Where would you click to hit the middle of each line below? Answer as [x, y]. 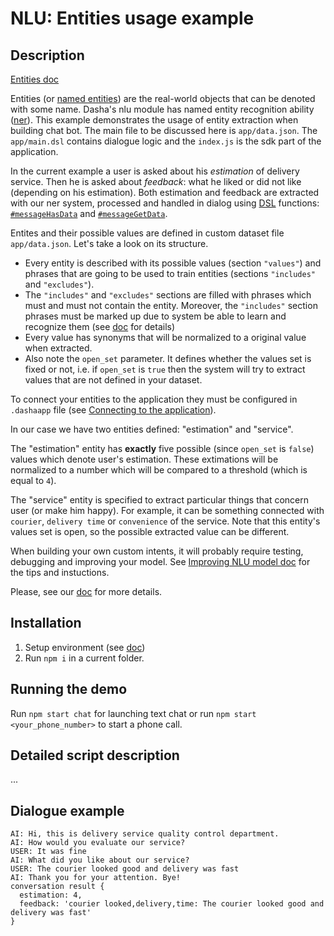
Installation [46, 623]
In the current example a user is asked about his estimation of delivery [155, 171]
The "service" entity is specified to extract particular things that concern [159, 500]
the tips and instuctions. [60, 572]
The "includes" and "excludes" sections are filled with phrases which [168, 295]
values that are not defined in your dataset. [113, 380]
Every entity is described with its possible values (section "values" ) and [173, 263]
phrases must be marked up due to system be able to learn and [155, 316]
